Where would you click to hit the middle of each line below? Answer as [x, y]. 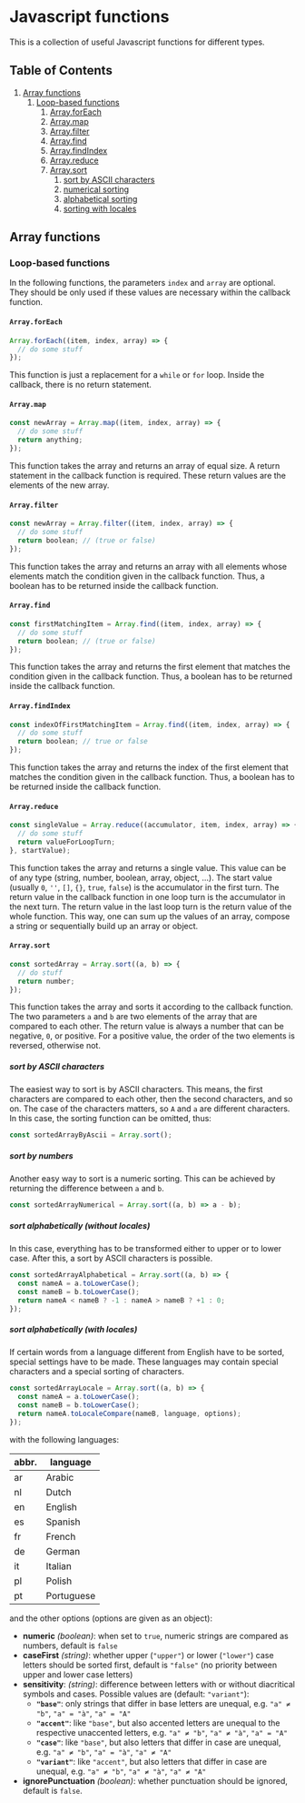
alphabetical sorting [100, 198]
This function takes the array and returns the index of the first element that [149, 767]
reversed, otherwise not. [55, 1046]
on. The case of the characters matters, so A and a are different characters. [150, 1109]
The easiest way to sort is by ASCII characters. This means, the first [136, 1089]
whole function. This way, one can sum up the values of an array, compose [150, 916]
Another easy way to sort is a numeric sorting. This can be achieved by [143, 1179]
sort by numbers [42, 1155]
